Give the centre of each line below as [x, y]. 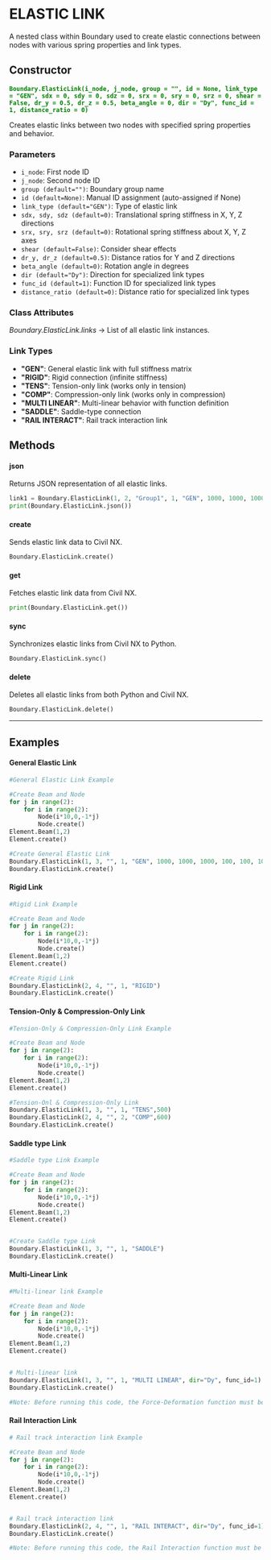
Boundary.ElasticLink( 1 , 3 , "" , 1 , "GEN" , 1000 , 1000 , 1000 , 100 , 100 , [131, 861]
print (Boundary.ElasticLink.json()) [70, 506]
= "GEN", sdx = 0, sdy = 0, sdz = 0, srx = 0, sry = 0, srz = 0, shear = [135, 96]
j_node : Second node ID [60, 180]
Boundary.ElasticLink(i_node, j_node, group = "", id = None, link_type [133, 89]
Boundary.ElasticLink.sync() [58, 659]
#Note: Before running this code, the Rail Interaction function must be [135, 1548]
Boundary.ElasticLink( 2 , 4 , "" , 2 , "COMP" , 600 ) [90, 1118]
